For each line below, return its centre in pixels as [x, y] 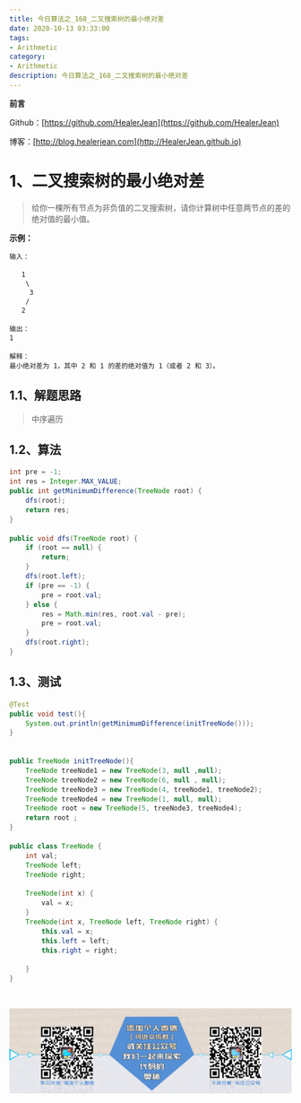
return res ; [47, 510]
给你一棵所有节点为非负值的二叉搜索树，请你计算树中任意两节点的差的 [161, 207]
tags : [19, 38]
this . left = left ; [76, 941]
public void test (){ [48, 714]
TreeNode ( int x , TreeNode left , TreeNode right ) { [122, 922]
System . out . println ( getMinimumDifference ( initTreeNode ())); [140, 723]
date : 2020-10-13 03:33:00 [60, 28]
